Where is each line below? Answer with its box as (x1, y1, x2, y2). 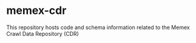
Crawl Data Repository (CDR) (6, 30, 79, 37)
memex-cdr (6, 4, 67, 18)
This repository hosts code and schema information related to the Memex (6, 24, 190, 31)
